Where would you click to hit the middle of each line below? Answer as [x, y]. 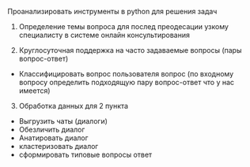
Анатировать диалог [53, 138]
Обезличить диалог [52, 130]
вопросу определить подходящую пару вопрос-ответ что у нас [127, 82]
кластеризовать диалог [59, 146]
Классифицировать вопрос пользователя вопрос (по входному [126, 74]
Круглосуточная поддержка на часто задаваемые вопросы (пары [130, 50]
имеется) [34, 91]
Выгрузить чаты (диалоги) [63, 121]
